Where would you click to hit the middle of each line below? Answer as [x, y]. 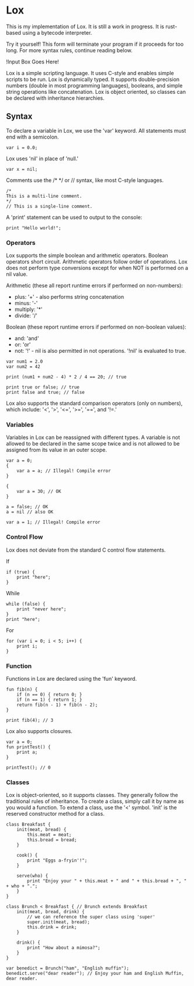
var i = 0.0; [22, 147]
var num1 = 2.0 [25, 362]
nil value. [17, 274]
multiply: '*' [28, 309]
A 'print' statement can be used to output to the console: [74, 217]
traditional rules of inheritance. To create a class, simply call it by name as [95, 801]
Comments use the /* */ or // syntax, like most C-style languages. [85, 180]
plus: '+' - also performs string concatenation [69, 297]
